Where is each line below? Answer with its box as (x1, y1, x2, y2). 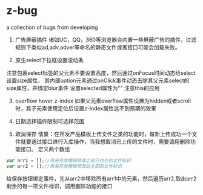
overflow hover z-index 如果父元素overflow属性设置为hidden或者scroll (15, 97, 191, 104)
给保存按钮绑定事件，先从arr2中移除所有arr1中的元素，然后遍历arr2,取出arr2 (6, 174, 197, 182)
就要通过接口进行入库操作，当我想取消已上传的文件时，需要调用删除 (20, 138, 191, 145)
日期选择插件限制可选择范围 (15, 117, 85, 124)
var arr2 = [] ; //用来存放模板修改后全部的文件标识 (6, 163, 122, 169)
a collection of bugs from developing (6, 24, 98, 31)
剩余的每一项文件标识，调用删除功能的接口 (6, 182, 113, 190)
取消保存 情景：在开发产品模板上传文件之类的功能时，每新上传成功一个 (15, 130, 192, 138)
